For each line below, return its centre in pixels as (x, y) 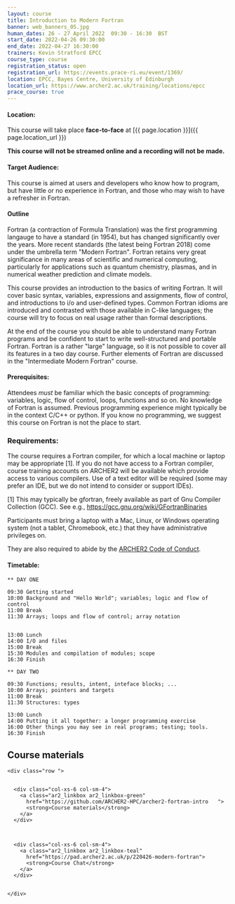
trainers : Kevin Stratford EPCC (54, 53)
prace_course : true (36, 92)
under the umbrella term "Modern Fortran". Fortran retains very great (107, 252)
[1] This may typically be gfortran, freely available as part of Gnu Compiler (114, 500)
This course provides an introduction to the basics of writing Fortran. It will (115, 288)
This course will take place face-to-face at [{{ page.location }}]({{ (103, 130)
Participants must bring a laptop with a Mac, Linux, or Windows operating (113, 521)
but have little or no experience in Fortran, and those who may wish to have (116, 190)
